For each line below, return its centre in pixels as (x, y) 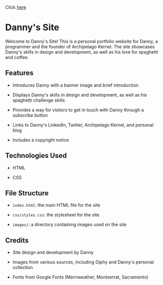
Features (19, 73)
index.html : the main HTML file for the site (56, 205)
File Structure (27, 193)
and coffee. (17, 57)
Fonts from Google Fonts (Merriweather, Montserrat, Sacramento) (80, 277)
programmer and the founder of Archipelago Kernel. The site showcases (80, 47)
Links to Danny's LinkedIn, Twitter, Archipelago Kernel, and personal (83, 125)
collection (23, 267)
